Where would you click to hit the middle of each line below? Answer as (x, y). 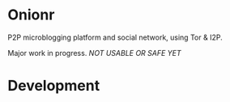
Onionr (31, 15)
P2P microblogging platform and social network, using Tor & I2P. (115, 37)
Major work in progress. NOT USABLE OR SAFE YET (94, 53)
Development (54, 86)
